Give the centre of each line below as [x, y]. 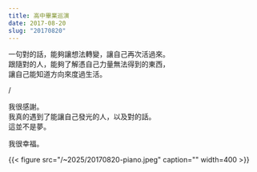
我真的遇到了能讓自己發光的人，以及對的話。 [82, 117]
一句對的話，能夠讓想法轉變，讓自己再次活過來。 [89, 54]
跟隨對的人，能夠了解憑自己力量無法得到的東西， [89, 64]
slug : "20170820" [37, 30]
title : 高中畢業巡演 [39, 16]
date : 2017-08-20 [37, 23]
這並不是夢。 [29, 127]
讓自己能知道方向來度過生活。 [57, 74]
